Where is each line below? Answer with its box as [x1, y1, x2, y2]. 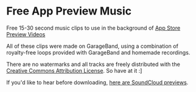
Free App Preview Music [6, 4, 132, 18]
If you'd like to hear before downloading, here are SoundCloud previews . [6, 79, 189, 86]
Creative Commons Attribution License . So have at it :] [6, 67, 142, 74]
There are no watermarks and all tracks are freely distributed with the [6, 61, 181, 68]
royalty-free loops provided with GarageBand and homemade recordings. [6, 48, 191, 56]
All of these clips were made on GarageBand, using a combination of [6, 42, 178, 50]
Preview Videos [6, 30, 46, 38]
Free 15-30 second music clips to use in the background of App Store [6, 24, 181, 31]
